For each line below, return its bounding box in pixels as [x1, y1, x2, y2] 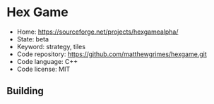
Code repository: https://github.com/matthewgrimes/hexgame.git [16, 50, 207, 58]
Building [6, 85, 44, 97]
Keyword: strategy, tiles [16, 42, 86, 51]
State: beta [16, 34, 49, 43]
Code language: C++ [16, 57, 78, 65]
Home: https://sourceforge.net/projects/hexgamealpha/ [16, 27, 179, 36]
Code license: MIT [16, 65, 71, 73]
